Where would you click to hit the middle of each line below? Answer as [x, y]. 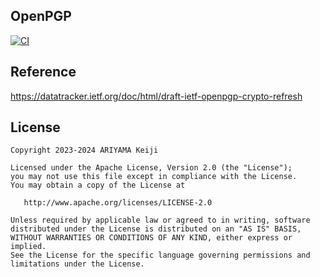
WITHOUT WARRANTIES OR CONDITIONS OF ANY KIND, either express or [151, 238]
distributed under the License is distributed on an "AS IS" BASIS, [156, 229]
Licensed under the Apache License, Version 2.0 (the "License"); [151, 168]
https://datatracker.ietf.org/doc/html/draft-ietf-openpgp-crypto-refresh [156, 96]
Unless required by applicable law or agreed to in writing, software [160, 220]
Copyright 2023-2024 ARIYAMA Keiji [84, 150]
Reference [43, 72]
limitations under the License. [77, 264]
